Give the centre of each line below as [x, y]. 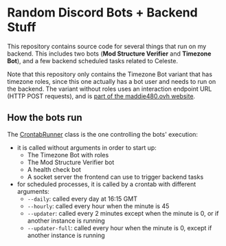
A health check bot [54, 169]
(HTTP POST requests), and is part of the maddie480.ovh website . [101, 96]
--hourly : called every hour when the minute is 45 [98, 206]
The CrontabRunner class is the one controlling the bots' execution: [102, 134]
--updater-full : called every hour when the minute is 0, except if [120, 227]
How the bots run [45, 118]
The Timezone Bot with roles [68, 155]
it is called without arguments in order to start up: [87, 147]
